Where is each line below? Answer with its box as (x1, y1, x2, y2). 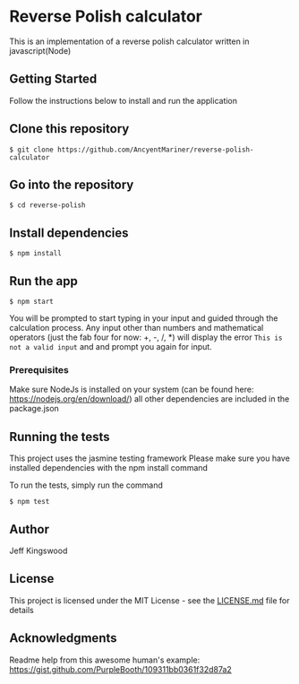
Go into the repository (9, 177, 134, 192)
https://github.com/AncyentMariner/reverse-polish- (56, 145, 254, 154)
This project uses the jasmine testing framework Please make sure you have (9, 453, 291, 463)
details (9, 604, 34, 615)
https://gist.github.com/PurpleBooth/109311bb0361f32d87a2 (9, 663, 233, 674)
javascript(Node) (9, 45, 72, 56)
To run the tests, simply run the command (9, 480, 164, 490)
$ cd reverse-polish (9, 201, 87, 210)
